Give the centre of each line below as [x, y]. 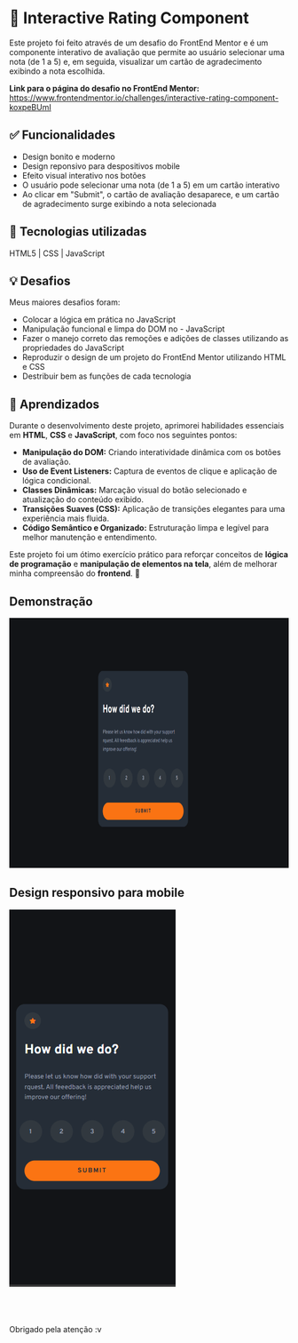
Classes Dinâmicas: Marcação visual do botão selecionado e [134, 490]
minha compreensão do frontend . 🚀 [74, 573]
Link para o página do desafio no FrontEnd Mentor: [104, 88]
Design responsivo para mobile [97, 893]
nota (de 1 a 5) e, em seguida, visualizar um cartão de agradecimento [136, 61]
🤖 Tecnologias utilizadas [78, 232]
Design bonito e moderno [68, 156]
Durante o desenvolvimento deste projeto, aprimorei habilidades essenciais [147, 426]
